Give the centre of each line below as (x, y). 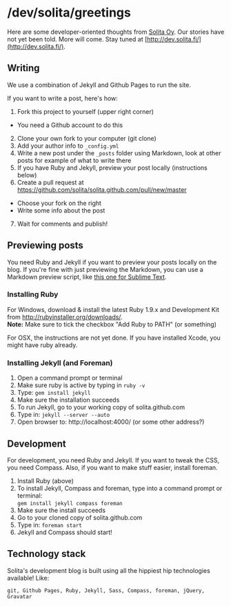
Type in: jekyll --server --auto (63, 415)
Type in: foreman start (50, 525)
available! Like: (28, 578)
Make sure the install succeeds (61, 510)
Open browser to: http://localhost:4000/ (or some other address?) (111, 422)
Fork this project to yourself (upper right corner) (85, 111)
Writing (23, 68)
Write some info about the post (61, 210)
